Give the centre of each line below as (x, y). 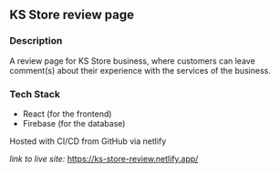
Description (36, 41)
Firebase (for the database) (74, 123)
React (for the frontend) (67, 114)
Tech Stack (35, 94)
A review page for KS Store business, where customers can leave (132, 61)
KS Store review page (72, 15)
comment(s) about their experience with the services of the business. (140, 70)
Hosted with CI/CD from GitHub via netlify (88, 141)
